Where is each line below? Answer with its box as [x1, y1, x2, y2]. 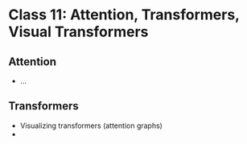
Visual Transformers [8, 23, 149, 41]
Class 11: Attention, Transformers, [8, 6, 240, 24]
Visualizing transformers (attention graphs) [19, 121, 163, 130]
